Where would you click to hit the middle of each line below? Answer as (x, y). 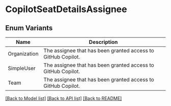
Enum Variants (29, 28)
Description (103, 42)
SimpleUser (22, 68)
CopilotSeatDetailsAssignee (66, 9)
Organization (23, 54)
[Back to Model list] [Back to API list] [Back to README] (64, 98)
